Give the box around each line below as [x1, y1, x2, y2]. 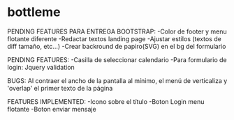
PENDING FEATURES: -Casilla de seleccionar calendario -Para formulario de [7, 55, 227, 63]
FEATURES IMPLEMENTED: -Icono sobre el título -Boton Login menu [7, 97, 205, 105]
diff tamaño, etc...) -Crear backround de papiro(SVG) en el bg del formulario [7, 42, 226, 50]
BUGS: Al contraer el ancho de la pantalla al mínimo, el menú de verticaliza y [7, 76, 228, 84]
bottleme [7, 4, 61, 20]
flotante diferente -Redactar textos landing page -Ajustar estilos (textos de [7, 34, 221, 43]
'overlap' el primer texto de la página [7, 84, 113, 92]
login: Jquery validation [7, 63, 75, 71]
